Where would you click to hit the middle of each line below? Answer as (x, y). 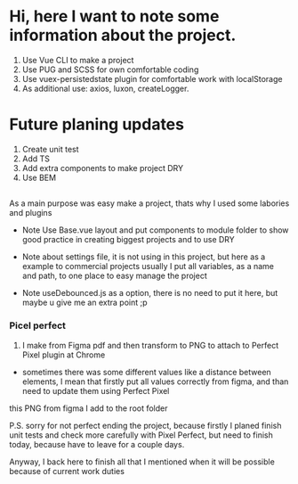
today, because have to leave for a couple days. (97, 444)
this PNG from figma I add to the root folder (89, 408)
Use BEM (39, 177)
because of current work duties (67, 471)
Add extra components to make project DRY (103, 168)
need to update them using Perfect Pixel (96, 390)
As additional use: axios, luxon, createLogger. (105, 88)
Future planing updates (97, 124)
